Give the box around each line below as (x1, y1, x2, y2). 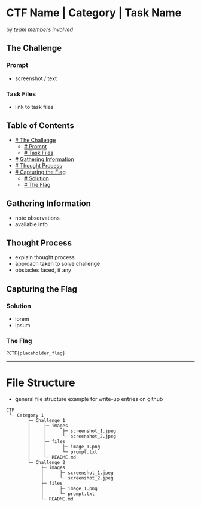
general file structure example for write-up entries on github (14, 396, 163, 403)
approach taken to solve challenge (14, 260, 100, 268)
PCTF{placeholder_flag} (6, 350, 66, 356)
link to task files (14, 103, 54, 110)
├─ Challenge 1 (28, 418, 66, 424)
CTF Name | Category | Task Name (6, 6, 182, 20)
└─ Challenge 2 (28, 460, 66, 466)
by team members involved (6, 26, 74, 33)
